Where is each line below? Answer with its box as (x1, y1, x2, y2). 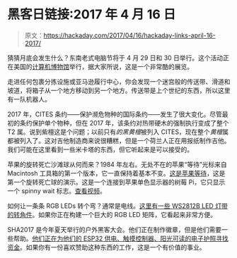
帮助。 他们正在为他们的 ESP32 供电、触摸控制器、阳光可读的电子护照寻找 (13, 234, 229, 242)
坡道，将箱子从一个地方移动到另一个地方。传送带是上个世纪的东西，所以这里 (7, 86, 231, 94)
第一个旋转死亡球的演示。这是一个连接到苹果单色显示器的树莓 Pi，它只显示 (7, 178, 226, 186)
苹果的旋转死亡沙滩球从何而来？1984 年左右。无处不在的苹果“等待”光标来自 (7, 160, 228, 168)
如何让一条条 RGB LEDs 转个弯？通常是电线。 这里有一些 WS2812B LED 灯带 (7, 202, 228, 210)
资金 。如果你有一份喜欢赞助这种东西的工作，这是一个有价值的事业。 (7, 242, 206, 251)
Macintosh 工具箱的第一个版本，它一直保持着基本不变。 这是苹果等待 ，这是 (7, 168, 226, 177)
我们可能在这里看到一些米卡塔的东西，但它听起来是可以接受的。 (7, 145, 193, 154)
